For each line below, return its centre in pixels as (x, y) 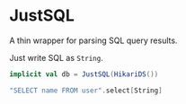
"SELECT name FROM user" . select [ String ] (86, 91)
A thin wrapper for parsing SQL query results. (93, 40)
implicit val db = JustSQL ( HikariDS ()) (84, 74)
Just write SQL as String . (56, 57)
